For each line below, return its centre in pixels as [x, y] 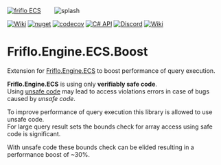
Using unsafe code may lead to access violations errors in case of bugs [108, 91]
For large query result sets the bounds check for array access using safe [110, 126]
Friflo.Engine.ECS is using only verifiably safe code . [82, 84]
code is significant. [34, 133]
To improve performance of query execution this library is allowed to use [110, 112]
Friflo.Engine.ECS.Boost [78, 52]
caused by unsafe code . [41, 98]
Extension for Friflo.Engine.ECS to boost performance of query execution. [111, 70]
